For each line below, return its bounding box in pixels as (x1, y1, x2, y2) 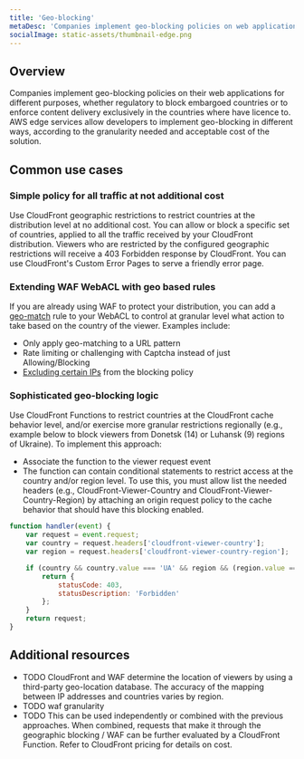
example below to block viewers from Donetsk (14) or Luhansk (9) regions (9, 429, 285, 440)
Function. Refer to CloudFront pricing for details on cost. (22, 739, 233, 750)
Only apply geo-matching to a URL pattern (22, 338, 181, 349)
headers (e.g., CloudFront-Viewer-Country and (22, 485, 197, 496)
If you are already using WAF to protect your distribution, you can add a (9, 301, 276, 312)
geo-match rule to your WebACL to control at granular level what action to (9, 311, 285, 322)
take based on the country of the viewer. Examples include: (9, 321, 231, 331)
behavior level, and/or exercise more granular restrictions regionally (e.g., (9, 419, 283, 430)
